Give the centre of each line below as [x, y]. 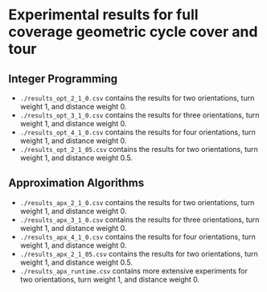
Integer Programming [63, 78]
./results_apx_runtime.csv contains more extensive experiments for [133, 270]
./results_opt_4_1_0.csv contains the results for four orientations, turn [138, 132]
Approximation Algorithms [76, 183]
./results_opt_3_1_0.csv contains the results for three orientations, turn [140, 115]
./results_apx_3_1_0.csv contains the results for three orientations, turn [140, 220]
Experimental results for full [103, 15]
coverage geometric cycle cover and [133, 32]
